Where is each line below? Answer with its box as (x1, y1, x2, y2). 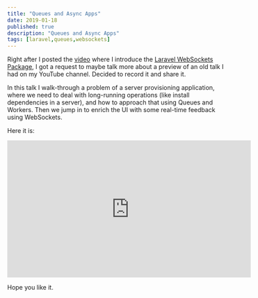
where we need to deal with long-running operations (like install (7, 91, 190, 100)
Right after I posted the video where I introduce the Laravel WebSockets (7, 55, 213, 63)
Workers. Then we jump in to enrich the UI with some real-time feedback (7, 106, 216, 114)
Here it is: (7, 127, 35, 135)
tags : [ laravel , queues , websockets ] (7, 36, 111, 43)
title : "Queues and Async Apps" (7, 10, 101, 17)
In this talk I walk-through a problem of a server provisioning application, (7, 84, 215, 92)
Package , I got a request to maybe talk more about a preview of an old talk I (7, 63, 224, 71)
